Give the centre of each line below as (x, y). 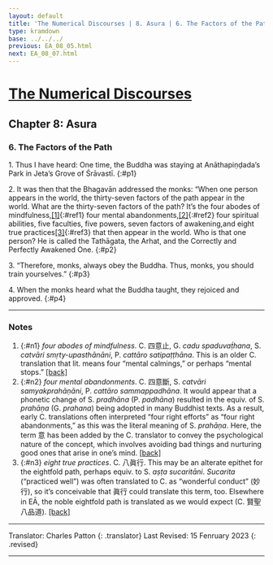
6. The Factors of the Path (61, 147)
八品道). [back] (45, 512)
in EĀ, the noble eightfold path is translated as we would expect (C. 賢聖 (141, 502)
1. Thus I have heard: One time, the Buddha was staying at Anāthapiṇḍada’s (134, 164)
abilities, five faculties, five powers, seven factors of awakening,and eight (131, 224)
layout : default (36, 16)
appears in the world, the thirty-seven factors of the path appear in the (127, 198)
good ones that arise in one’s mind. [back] (91, 453)
